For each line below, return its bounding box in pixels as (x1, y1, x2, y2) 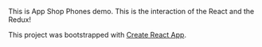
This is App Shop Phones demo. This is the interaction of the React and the (8, 7, 255, 16)
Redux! (8, 15, 32, 24)
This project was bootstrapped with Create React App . (8, 31, 187, 39)
